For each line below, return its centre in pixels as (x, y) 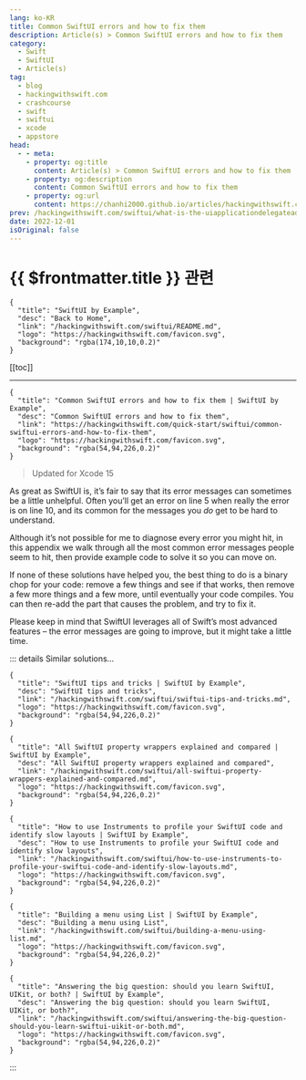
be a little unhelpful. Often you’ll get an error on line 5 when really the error (149, 501)
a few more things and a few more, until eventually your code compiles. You (152, 595)
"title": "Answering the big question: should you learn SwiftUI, (146, 987)
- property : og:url (63, 196)
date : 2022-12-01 (42, 221)
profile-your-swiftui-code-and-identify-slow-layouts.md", (124, 867)
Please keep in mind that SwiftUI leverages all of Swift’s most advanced (143, 622)
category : (28, 43)
